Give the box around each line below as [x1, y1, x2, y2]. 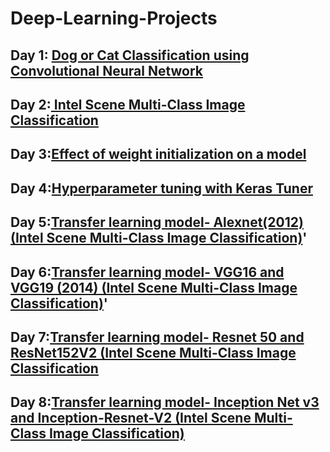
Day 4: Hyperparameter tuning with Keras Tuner [10, 180, 313, 197]
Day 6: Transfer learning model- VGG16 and [10, 263, 285, 281]
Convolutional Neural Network [10, 62, 204, 79]
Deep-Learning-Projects [10, 7, 218, 30]
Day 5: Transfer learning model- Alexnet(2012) [10, 214, 304, 231]
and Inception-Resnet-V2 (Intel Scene [10, 410, 252, 427]
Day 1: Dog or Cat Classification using [10, 47, 250, 64]
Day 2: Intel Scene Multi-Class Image [10, 96, 246, 113]
